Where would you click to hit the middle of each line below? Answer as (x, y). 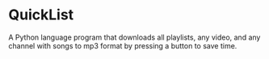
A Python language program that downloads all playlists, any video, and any (134, 37)
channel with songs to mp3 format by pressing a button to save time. (123, 45)
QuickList (41, 15)
